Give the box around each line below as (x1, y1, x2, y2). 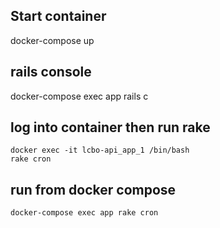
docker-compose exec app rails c (10, 90, 149, 102)
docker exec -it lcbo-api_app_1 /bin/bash (10, 145, 190, 156)
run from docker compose (10, 181, 177, 198)
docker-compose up (10, 34, 95, 46)
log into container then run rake (10, 119, 211, 136)
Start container (10, 8, 107, 25)
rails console (10, 64, 92, 81)
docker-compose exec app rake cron (10, 208, 159, 218)
